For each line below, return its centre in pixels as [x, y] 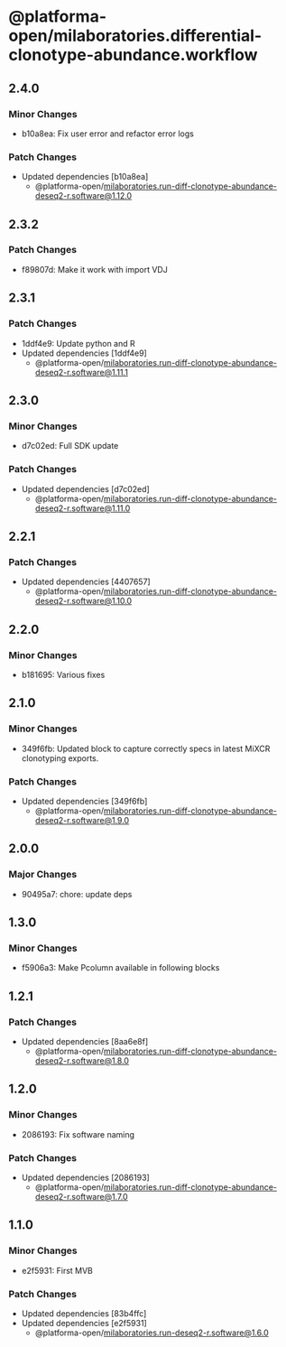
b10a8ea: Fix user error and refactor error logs [108, 134]
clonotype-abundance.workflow [133, 55]
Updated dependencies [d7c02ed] [85, 488]
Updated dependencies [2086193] [85, 1177]
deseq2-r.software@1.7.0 [81, 1196]
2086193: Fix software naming [78, 1134]
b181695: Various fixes [63, 674]
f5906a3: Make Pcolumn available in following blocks [120, 968]
